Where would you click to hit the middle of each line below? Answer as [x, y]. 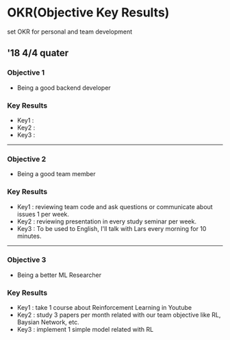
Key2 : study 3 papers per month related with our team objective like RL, [119, 315]
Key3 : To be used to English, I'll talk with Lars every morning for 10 [112, 228]
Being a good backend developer [64, 88]
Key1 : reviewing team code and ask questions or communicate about [115, 206]
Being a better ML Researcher [59, 275]
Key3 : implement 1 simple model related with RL [85, 330]
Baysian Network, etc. [48, 322]
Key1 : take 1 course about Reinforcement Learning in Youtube [104, 308]
